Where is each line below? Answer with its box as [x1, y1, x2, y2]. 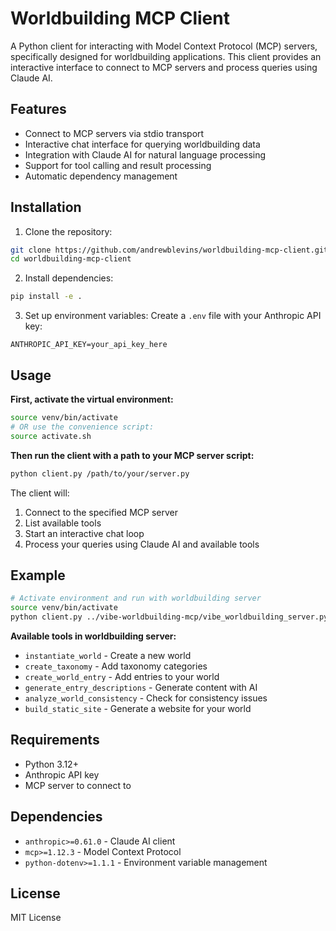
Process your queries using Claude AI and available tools [24, 538, 260, 550]
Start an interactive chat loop [24, 527, 145, 539]
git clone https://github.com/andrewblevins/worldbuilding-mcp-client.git [10, 245, 329, 255]
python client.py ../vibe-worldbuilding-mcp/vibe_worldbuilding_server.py [10, 612, 329, 622]
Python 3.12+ [24, 758, 79, 770]
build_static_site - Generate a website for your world [24, 702, 252, 714]
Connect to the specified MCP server [24, 506, 178, 518]
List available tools [24, 517, 102, 529]
